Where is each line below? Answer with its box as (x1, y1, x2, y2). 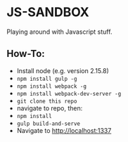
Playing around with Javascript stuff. (6, 27, 113, 36)
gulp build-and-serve (16, 120, 80, 127)
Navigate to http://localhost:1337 (16, 126, 112, 134)
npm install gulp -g (16, 75, 77, 82)
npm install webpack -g (16, 82, 87, 90)
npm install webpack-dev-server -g (16, 90, 122, 97)
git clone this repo (16, 98, 77, 105)
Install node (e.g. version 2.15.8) (16, 66, 110, 75)
